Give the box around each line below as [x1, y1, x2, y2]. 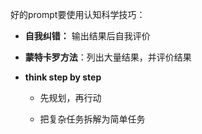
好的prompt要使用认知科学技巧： [10, 9, 146, 20]
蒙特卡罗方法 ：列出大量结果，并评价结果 [24, 51, 192, 63]
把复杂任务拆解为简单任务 [39, 113, 146, 125]
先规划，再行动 [39, 92, 102, 103]
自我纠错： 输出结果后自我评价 [24, 30, 151, 42]
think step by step [24, 71, 102, 83]
